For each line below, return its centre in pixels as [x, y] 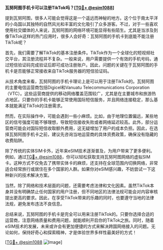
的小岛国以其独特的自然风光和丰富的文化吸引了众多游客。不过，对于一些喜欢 [81, 24]
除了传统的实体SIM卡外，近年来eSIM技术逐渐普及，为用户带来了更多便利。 [80, 151]
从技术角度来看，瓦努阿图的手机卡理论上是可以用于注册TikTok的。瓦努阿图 [80, 81]
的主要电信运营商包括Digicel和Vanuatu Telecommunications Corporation [77, 87]
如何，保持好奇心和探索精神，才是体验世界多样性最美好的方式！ [73, 232]
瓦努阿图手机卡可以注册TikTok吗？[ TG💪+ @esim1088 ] [60, 8]
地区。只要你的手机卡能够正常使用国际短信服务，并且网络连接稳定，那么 [81, 100]
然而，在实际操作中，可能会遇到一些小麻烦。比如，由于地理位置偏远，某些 [79, 116]
